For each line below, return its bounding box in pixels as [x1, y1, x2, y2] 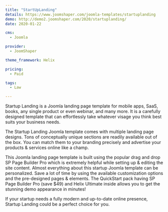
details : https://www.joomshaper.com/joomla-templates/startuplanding [5, 12, 156, 17]
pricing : [5, 66, 24, 71]
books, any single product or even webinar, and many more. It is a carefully [5, 108, 160, 114]
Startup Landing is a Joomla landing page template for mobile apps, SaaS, [5, 103, 158, 109]
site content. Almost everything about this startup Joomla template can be [5, 165, 158, 171]
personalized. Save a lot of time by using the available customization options [5, 170, 163, 176]
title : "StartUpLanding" [5, 7, 57, 12]
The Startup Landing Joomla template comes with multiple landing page [5, 128, 154, 135]
